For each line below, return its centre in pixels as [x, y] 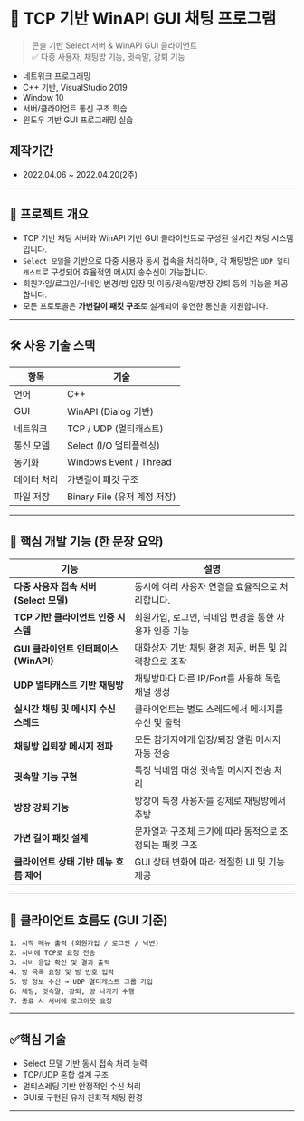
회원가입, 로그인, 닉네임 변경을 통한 [204, 617]
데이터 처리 [36, 479]
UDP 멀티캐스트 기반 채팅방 [69, 685]
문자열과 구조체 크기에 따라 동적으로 [206, 832]
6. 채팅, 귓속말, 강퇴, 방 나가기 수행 [72, 991]
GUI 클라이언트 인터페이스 [66, 649]
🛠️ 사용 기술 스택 [52, 345]
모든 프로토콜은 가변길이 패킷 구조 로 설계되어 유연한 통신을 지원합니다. [145, 305]
